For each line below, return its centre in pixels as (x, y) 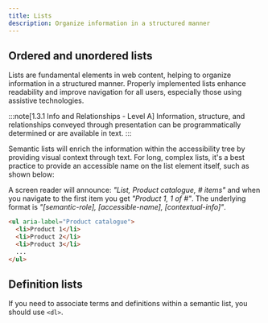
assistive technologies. (46, 100)
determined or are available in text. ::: (70, 133)
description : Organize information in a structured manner (109, 23)
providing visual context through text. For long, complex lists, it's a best (127, 157)
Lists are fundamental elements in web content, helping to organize (120, 75)
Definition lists (45, 284)
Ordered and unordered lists (80, 56)
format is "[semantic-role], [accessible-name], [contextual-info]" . (118, 207)
